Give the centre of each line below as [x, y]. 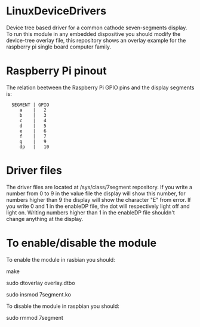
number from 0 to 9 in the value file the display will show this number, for [96, 193]
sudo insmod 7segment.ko [39, 294]
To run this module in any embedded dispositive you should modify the [93, 34]
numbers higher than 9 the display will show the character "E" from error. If [99, 199]
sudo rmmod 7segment [35, 317]
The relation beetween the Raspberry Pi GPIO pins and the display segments [100, 87]
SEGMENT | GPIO [30, 105]
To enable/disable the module [81, 243]
